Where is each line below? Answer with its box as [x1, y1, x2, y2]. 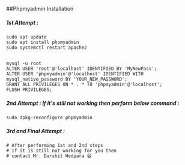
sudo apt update [6, 34, 47, 40]
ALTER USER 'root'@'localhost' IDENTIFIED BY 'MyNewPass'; [6, 66, 157, 72]
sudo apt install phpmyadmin [6, 39, 79, 45]
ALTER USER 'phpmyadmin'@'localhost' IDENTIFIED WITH [6, 70, 144, 77]
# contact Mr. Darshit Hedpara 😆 [6, 153, 92, 159]
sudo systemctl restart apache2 [6, 45, 87, 51]
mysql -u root [6, 60, 42, 66]
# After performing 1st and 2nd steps [6, 142, 103, 148]
